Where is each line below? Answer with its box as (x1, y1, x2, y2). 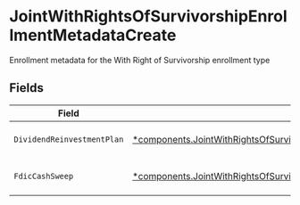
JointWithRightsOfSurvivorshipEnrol (9, 6, 287, 27)
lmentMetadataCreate (9, 25, 177, 45)
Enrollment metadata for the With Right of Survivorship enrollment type (9, 54, 271, 65)
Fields (9, 80, 45, 95)
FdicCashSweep (13, 171, 74, 181)
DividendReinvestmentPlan (13, 134, 124, 144)
